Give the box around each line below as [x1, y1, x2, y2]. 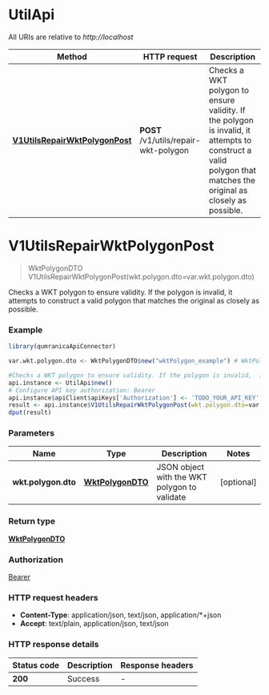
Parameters [8, 428, 54, 439]
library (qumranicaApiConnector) [8, 343, 116, 351]
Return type [8, 516, 56, 527]
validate [155, 492, 187, 503]
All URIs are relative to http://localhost [8, 32, 134, 42]
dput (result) [8, 408, 52, 417]
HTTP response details [8, 639, 99, 650]
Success [66, 673, 100, 684]
